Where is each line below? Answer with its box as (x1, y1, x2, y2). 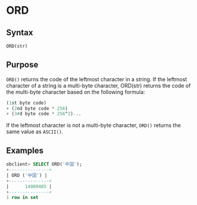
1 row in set (6, 195, 39, 201)
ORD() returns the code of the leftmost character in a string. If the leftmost (6, 75, 187, 82)
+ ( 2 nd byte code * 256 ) (6, 105, 68, 111)
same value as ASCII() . (6, 128, 64, 135)
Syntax (6, 27, 33, 38)
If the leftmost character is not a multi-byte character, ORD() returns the (6, 122, 181, 129)
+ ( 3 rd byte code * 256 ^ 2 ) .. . (6, 111, 82, 117)
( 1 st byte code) (6, 100, 47, 106)
